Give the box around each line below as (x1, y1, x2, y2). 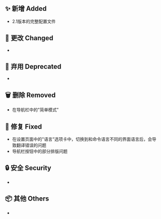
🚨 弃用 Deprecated (5, 63, 62, 71)
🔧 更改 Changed (5, 34, 53, 42)
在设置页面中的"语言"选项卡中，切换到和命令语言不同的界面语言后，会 (12, 136, 152, 142)
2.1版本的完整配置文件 (12, 18, 56, 24)
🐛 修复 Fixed (5, 122, 42, 131)
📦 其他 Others (5, 195, 49, 203)
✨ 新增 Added (5, 4, 47, 13)
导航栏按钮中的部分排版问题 (12, 149, 68, 154)
